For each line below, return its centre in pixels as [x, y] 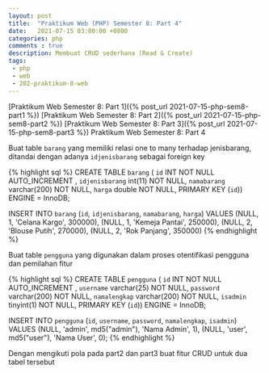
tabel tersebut [32, 362]
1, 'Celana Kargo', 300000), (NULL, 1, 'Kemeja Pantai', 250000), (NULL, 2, [130, 222]
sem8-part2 [28, 124]
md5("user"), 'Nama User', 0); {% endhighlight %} [92, 337]
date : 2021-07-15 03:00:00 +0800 [68, 31]
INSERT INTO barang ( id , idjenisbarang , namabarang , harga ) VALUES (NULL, [134, 213]
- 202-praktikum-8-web [50, 83]
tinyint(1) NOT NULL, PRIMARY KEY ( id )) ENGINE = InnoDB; [107, 304]
